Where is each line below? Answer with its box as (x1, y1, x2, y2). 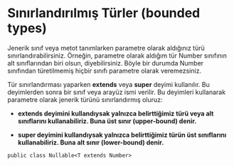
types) (7, 20, 48, 36)
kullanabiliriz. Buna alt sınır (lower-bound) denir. (17, 138, 164, 147)
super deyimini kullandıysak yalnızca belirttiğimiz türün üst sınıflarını (17, 130, 227, 139)
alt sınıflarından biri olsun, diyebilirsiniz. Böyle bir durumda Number (7, 58, 204, 67)
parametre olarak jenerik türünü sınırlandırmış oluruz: (7, 95, 163, 104)
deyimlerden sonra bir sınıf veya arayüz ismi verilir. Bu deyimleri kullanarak (7, 88, 226, 96)
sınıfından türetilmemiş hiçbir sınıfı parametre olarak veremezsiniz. (7, 66, 201, 75)
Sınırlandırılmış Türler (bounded (7, 5, 201, 21)
